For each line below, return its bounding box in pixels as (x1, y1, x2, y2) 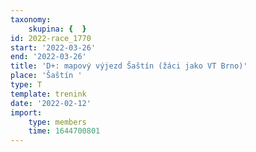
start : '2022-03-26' (10, 42, 97, 53)
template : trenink (10, 89, 87, 99)
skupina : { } (28, 24, 87, 34)
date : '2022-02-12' (10, 98, 92, 108)
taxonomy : (10, 14, 52, 25)
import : (10, 107, 43, 118)
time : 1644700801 (28, 126, 101, 136)
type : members (28, 117, 87, 127)
